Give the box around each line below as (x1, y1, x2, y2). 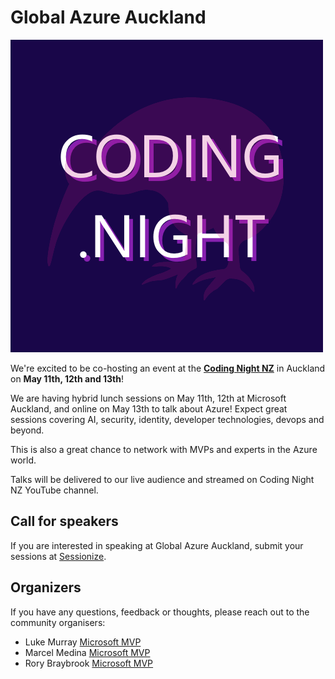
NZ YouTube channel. (10, 484, 99, 496)
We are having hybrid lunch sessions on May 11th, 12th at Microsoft (10, 392, 287, 404)
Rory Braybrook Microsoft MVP (24, 657, 154, 669)
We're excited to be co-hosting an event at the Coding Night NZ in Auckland (10, 362, 326, 374)
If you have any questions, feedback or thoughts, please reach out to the (10, 606, 310, 618)
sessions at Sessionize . (10, 550, 107, 562)
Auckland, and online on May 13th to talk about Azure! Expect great (10, 402, 288, 415)
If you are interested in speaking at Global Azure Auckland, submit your (10, 539, 304, 551)
